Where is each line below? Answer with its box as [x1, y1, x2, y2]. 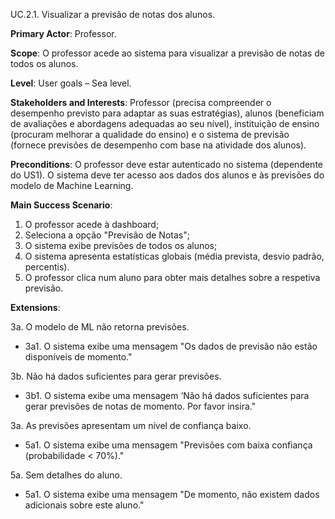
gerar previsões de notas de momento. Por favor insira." [24, 400, 257, 412]
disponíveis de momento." [24, 351, 133, 363]
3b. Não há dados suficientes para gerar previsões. [10, 370, 222, 382]
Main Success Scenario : [10, 199, 113, 211]
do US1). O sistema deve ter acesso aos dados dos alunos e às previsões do [10, 169, 325, 181]
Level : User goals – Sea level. [10, 77, 132, 89]
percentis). [24, 261, 70, 273]
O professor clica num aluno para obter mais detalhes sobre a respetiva [24, 272, 321, 283]
